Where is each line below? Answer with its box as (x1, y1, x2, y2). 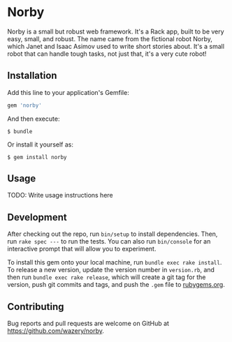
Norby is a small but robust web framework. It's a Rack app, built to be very (7, 27, 225, 36)
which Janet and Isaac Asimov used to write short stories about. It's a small (7, 42, 225, 50)
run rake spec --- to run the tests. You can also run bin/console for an (7, 237, 211, 246)
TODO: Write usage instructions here (7, 191, 113, 200)
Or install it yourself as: (7, 140, 73, 149)
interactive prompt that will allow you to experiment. (7, 245, 157, 253)
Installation (7, 70, 57, 82)
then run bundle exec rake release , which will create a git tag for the (7, 273, 206, 281)
